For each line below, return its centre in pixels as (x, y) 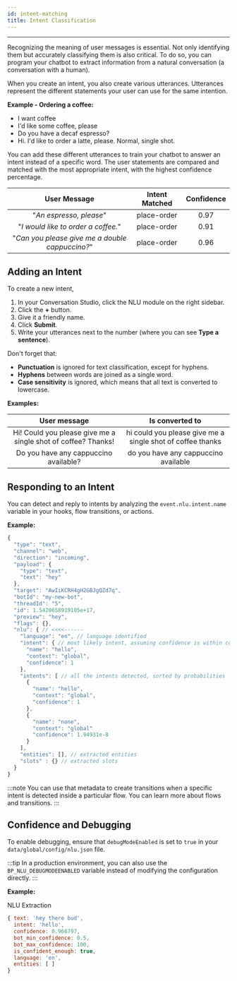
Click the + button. (44, 310)
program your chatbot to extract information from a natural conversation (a (116, 62)
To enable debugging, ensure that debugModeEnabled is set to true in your (113, 842)
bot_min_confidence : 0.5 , (52, 938)
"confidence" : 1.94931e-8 (71, 735)
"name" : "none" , (56, 722)
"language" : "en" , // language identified (83, 637)
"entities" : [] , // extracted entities (79, 754)
